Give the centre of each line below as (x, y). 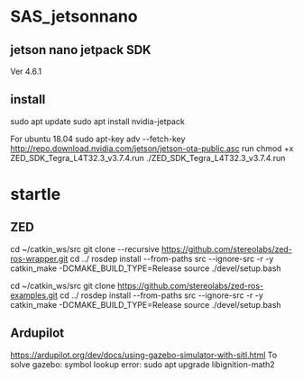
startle (36, 194)
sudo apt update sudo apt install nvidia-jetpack (98, 121)
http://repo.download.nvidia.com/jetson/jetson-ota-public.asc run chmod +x (152, 148)
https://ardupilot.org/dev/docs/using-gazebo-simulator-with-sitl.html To (144, 355)
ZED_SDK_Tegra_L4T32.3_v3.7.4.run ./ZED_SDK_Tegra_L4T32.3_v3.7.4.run (148, 158)
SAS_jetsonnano (74, 17)
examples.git (34, 295)
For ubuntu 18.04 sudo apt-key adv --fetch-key (98, 139)
